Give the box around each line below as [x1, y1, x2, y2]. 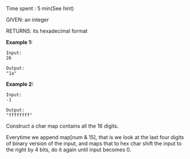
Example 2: [6, 81, 34, 87]
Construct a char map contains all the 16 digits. [6, 122, 119, 129]
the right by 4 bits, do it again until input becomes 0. [6, 146, 131, 153]
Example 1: [6, 39, 33, 45]
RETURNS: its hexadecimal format [6, 27, 88, 34]
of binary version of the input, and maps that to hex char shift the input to [6, 140, 182, 147]
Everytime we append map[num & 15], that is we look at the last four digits [6, 134, 184, 140]
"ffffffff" [6, 112, 33, 118]
